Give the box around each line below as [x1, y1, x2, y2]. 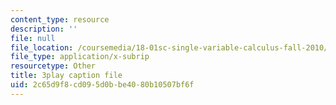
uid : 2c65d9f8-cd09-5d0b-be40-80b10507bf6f [10, 80, 195, 90]
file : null [10, 33, 56, 43]
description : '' [10, 24, 78, 34]
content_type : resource [10, 14, 110, 25]
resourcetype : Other [10, 61, 97, 71]
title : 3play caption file [10, 71, 123, 81]
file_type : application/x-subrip [10, 52, 150, 62]
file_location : [10, 42, 74, 53]
